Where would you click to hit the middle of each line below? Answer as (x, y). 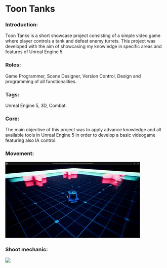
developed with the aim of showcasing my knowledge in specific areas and (83, 47)
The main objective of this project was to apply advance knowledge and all (83, 130)
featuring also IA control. (31, 140)
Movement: (20, 154)
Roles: (13, 65)
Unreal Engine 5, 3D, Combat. (36, 106)
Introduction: (22, 25)
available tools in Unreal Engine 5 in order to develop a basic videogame (80, 135)
